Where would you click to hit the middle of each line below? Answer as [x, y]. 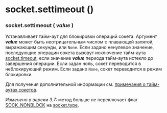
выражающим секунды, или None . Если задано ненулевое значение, [80, 48]
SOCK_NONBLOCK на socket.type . [42, 105]
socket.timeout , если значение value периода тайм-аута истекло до [79, 58]
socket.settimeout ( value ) [40, 26]
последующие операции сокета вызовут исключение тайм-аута [76, 53]
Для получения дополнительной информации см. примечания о [75, 84]
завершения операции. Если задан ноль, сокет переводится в [73, 64]
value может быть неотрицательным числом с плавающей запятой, [80, 42]
